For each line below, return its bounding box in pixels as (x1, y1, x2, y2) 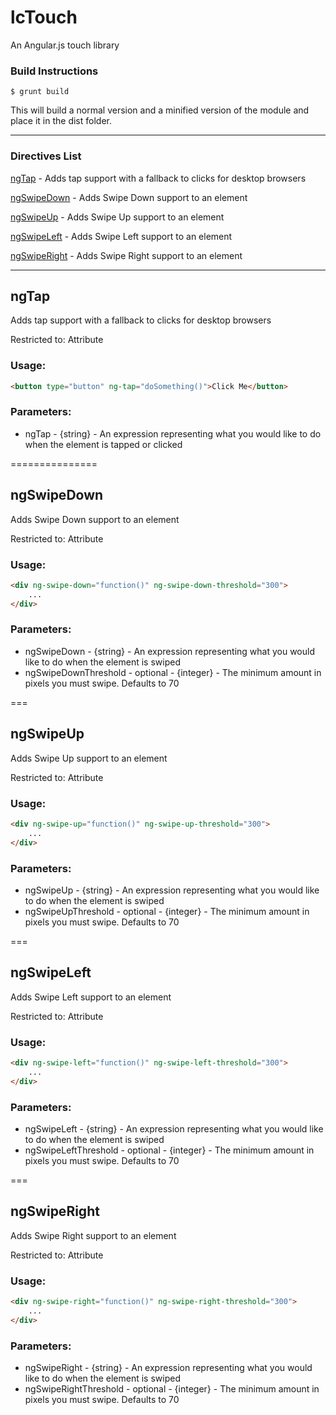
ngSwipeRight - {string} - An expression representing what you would (24, 1361, 313, 1373)
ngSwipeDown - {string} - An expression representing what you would (24, 645, 316, 657)
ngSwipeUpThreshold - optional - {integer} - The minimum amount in (24, 905, 310, 917)
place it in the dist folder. (10, 115, 112, 127)
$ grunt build (10, 87, 70, 97)
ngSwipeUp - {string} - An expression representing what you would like (24, 884, 320, 896)
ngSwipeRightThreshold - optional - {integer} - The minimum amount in (24, 1382, 320, 1395)
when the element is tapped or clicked (24, 438, 183, 450)
